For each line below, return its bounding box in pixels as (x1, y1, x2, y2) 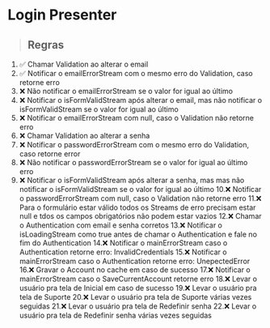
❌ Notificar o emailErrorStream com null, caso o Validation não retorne (19, 113, 255, 122)
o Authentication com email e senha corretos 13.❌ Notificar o (19, 220, 223, 230)
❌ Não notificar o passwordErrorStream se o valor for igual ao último (19, 158, 248, 167)
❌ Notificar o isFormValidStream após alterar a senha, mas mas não (19, 176, 245, 185)
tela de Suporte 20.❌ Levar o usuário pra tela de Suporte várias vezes (19, 292, 252, 301)
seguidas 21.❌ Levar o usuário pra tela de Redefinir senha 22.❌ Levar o (19, 301, 257, 311)
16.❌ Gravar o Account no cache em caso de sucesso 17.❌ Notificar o (19, 265, 251, 275)
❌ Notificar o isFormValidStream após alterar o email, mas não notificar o (19, 96, 263, 104)
